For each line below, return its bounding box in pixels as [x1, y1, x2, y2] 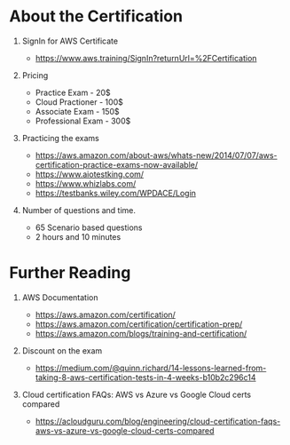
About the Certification [9, 6, 184, 27]
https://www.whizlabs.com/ [35, 178, 137, 188]
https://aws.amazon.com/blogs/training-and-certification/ [35, 328, 247, 338]
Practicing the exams [21, 132, 99, 143]
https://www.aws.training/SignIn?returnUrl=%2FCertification [35, 52, 257, 63]
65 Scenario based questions [35, 222, 143, 233]
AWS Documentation [21, 291, 98, 303]
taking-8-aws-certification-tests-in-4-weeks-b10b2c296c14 [35, 371, 256, 383]
